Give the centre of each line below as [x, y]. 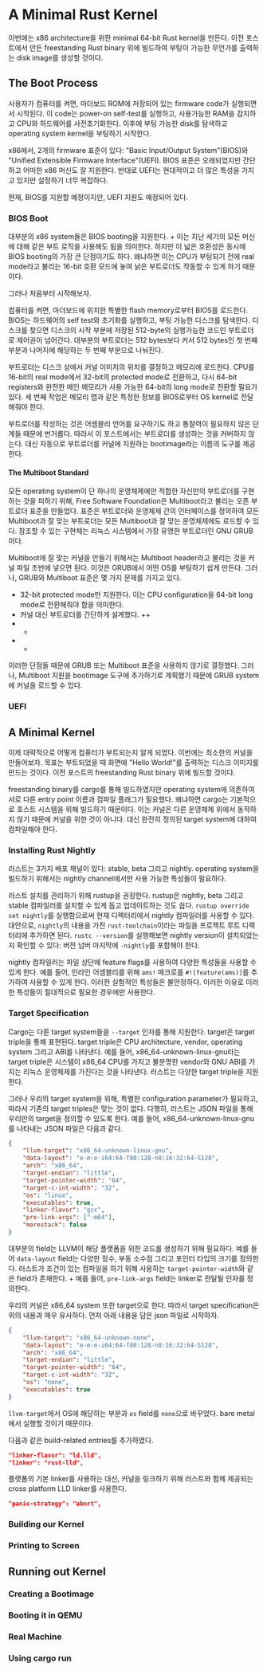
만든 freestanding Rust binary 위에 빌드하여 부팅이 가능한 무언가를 [133, 47]
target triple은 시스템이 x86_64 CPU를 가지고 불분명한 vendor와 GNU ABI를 [128, 1061]
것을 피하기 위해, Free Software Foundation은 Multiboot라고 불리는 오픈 [136, 501]
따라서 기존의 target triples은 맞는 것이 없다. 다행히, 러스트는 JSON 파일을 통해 [131, 1108]
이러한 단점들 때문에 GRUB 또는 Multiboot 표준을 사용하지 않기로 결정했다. [124, 665]
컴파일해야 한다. [33, 829]
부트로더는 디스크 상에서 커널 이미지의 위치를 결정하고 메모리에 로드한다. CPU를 [132, 367]
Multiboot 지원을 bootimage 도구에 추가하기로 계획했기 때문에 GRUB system [139, 676]
